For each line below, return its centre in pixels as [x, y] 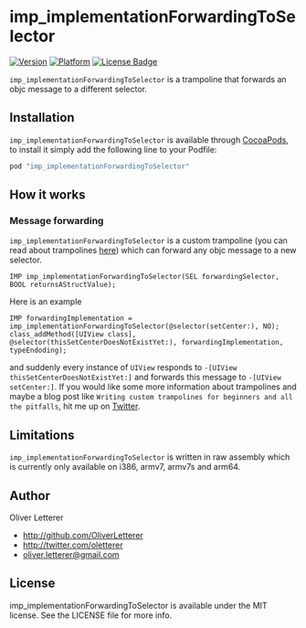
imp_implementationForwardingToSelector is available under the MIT [138, 605]
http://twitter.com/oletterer [73, 545]
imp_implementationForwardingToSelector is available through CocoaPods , [149, 140]
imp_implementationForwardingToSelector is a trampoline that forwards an [148, 79]
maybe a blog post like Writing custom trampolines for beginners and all [151, 397]
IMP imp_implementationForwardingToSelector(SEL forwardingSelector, [145, 277]
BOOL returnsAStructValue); [63, 285]
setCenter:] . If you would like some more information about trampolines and [153, 387]
